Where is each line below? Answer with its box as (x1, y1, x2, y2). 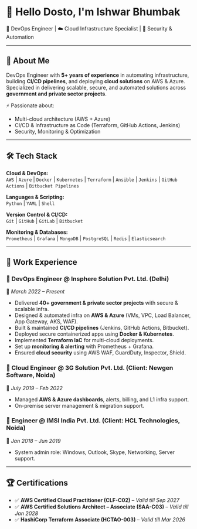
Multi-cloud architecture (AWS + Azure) (14, 115, 111, 122)
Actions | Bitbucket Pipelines (6, 182, 79, 189)
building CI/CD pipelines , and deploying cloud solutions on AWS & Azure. (6, 77, 186, 84)
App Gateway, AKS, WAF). (14, 318, 78, 325)
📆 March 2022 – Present (6, 288, 65, 295)
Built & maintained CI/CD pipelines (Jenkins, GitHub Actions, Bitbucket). (14, 325, 189, 332)
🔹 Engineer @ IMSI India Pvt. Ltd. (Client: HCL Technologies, (6, 417, 180, 425)
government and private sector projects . (6, 90, 107, 97)
